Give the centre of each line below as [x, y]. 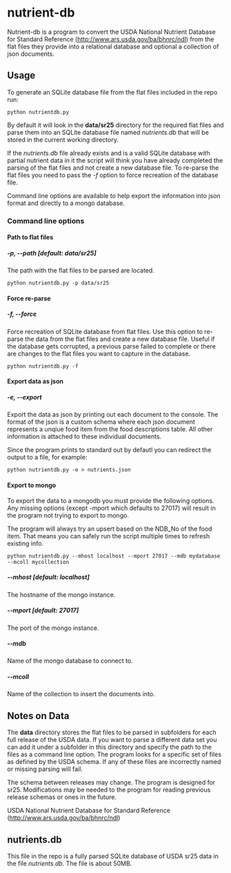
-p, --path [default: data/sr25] [52, 253]
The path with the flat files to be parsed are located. [81, 271]
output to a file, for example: [47, 458]
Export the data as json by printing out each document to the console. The [113, 415]
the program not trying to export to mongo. [68, 515]
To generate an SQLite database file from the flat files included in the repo [112, 92]
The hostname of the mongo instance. [61, 594]
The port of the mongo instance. [53, 628]
